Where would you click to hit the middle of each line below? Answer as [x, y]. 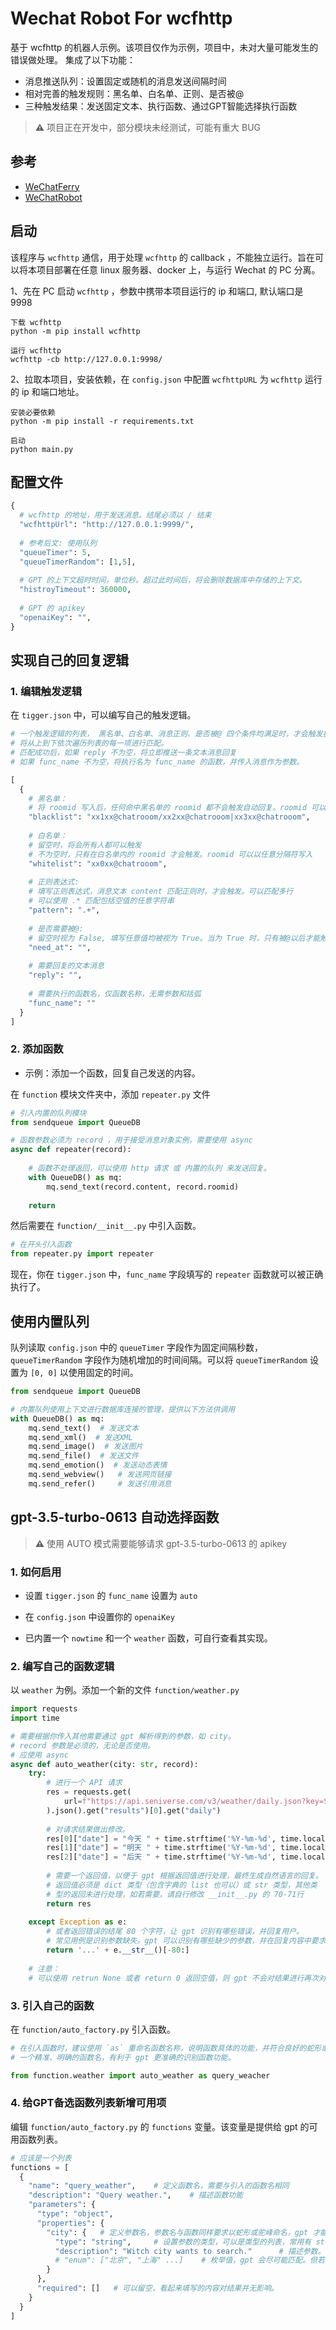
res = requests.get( [89, 1792]
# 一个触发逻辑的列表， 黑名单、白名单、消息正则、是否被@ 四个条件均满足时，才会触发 [166, 734]
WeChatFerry [52, 186]
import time [35, 1718]
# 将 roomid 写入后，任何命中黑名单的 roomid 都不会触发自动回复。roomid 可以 [177, 808]
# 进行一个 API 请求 [84, 1783]
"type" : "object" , [75, 2214]
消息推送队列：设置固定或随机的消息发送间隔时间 [125, 81]
